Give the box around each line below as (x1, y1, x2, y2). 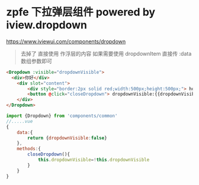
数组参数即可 (20, 57, 52, 64)
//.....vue (6, 118, 33, 124)
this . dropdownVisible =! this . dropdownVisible (37, 157, 150, 163)
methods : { (17, 146, 41, 152)
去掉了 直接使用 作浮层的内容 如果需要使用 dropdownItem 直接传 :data (20, 50, 192, 57)
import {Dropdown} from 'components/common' (6, 113, 118, 119)
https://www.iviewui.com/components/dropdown (6, 38, 126, 45)
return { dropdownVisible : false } (27, 135, 108, 141)
